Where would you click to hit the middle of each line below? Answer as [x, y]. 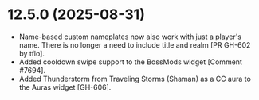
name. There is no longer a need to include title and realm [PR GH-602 [135, 44]
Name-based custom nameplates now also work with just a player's [130, 37]
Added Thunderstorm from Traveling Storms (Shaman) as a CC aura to [135, 79]
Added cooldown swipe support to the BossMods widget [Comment [130, 62]
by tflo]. [32, 53]
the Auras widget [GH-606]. [65, 87]
